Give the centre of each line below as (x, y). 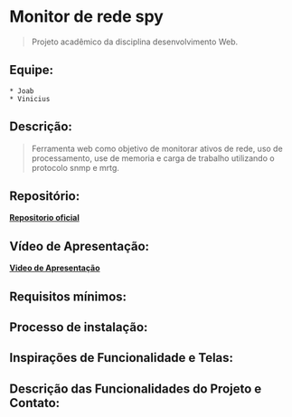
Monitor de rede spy (87, 17)
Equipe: (32, 70)
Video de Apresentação (55, 268)
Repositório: (45, 196)
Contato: (35, 403)
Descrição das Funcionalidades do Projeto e (136, 389)
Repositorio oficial (44, 218)
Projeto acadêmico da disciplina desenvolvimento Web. (134, 42)
